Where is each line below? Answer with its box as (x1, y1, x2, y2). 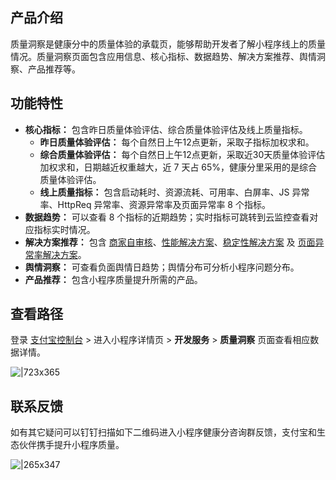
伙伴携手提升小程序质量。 (18, 439, 125, 451)
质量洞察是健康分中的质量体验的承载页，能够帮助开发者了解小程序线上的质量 (10, 38, 326, 50)
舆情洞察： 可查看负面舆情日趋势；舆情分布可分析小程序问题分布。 (24, 261, 300, 273)
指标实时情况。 (33, 223, 96, 235)
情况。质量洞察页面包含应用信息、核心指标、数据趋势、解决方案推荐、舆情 (10, 50, 317, 62)
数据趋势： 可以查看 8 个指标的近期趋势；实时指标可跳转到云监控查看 (24, 211, 310, 223)
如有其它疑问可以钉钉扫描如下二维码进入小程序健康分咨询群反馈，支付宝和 (10, 426, 317, 438)
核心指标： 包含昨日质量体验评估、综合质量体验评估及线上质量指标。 (24, 123, 308, 135)
